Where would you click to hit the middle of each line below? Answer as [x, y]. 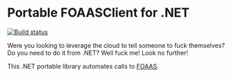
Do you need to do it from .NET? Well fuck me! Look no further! [98, 53]
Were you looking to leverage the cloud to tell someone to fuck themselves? [116, 45]
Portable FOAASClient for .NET [99, 13]
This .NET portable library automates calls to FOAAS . [83, 66]
